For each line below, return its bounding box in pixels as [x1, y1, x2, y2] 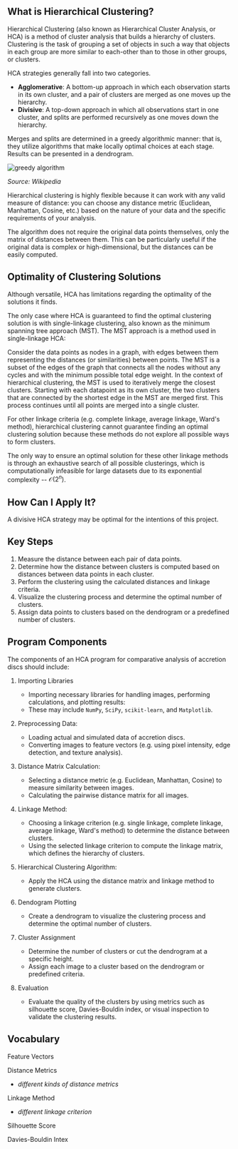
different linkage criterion [17, 1107, 92, 1115]
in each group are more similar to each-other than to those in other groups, [7, 47, 227, 56]
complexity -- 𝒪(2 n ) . [7, 474, 66, 484]
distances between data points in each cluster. [17, 570, 155, 578]
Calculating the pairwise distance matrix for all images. [28, 791, 189, 800]
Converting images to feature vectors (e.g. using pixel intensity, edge [28, 740, 231, 749]
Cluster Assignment [17, 933, 76, 941]
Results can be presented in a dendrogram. [7, 149, 134, 158]
